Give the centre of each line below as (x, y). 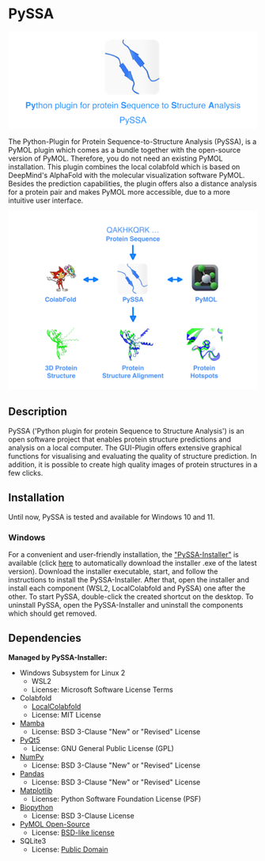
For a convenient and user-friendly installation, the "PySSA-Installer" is (123, 554)
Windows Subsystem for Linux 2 (72, 673)
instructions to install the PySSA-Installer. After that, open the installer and (129, 579)
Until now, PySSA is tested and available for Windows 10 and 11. (112, 517)
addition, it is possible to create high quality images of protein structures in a (133, 465)
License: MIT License (66, 715)
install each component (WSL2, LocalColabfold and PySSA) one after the (127, 588)
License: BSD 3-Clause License (83, 815)
